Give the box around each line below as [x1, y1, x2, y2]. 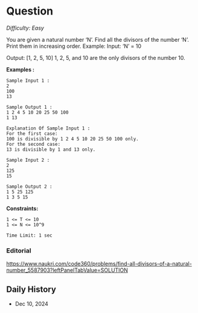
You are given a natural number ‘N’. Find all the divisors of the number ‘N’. [6, 36, 189, 43]
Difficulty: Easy [6, 24, 44, 31]
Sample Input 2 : [6, 157, 50, 163]
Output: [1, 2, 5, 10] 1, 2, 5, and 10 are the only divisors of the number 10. [6, 54, 185, 61]
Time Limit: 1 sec [6, 232, 53, 239]
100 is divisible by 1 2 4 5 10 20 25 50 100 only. [6, 136, 139, 142]
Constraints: [6, 205, 39, 212]
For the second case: [6, 141, 61, 147]
